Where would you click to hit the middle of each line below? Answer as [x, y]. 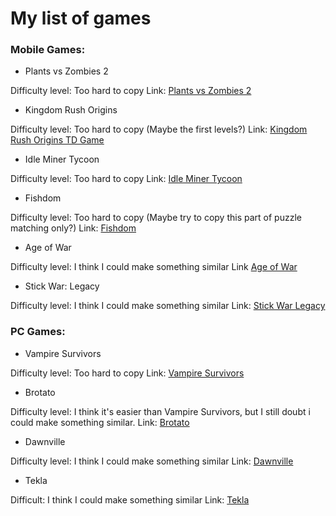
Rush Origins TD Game [57, 140]
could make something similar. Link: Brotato [100, 422]
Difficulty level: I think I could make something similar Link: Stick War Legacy [168, 306]
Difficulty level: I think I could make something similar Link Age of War [154, 267]
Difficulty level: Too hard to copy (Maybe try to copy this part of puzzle [156, 218]
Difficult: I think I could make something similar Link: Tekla [130, 499]
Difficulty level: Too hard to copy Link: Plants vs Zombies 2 [131, 91]
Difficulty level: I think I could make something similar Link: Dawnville [152, 461]
